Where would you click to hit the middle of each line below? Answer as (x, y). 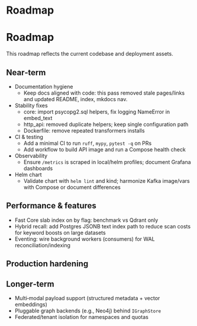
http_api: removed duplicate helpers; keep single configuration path (106, 124)
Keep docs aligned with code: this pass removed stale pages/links (104, 93)
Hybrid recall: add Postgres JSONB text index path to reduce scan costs (103, 226)
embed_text (38, 118)
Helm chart (28, 175)
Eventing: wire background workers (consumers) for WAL (85, 239)
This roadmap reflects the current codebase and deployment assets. (90, 54)
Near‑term (26, 72)
